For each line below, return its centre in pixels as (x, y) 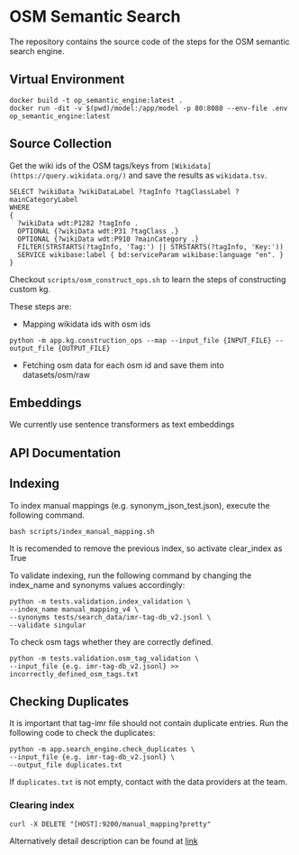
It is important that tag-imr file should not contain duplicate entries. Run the (149, 723)
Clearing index (42, 805)
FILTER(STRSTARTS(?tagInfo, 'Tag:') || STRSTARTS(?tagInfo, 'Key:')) (150, 247)
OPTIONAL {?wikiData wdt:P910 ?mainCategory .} (109, 239)
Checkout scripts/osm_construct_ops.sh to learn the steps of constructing (148, 279)
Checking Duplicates (69, 701)
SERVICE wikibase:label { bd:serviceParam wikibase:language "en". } (150, 254)
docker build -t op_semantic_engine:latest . (96, 100)
